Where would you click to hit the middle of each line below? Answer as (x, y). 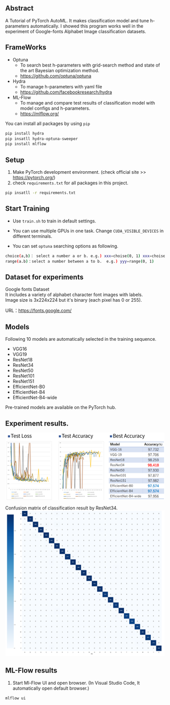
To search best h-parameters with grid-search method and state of (90, 65)
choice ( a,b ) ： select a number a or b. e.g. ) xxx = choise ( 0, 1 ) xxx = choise (86, 256)
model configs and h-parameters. (55, 108)
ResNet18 (23, 360)
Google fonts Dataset (27, 290)
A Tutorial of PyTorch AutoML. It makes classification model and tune (77, 20)
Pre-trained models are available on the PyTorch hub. (61, 407)
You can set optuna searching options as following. (66, 246)
